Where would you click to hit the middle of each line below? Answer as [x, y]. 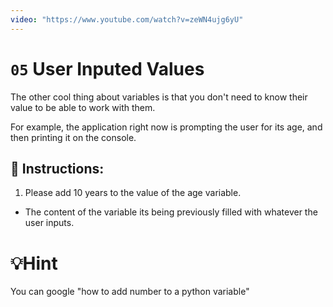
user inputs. [49, 223]
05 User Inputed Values [107, 68]
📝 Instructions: [57, 168]
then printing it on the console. [73, 137]
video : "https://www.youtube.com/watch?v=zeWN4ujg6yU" [127, 19]
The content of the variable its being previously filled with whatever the [171, 212]
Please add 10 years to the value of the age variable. [133, 193]
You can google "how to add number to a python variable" [130, 292]
